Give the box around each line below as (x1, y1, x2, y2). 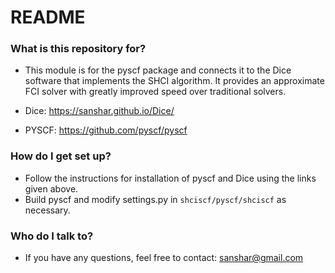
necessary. (24, 204, 71, 216)
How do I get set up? (10, 149, 112, 163)
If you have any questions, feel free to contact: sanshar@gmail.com (24, 252, 304, 264)
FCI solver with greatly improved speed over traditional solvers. (24, 86, 287, 98)
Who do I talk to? (10, 229, 94, 243)
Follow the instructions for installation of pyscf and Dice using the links (24, 172, 317, 184)
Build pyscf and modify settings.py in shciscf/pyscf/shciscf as (24, 193, 287, 205)
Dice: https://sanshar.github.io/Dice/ (24, 105, 175, 117)
